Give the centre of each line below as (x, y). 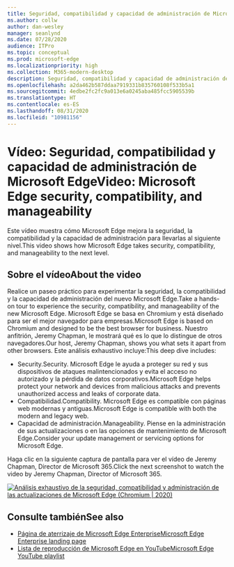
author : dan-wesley (36, 27)
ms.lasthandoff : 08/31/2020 (48, 111)
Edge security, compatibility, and (105, 196)
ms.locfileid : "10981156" (45, 117)
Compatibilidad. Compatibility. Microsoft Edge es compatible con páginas (122, 401)
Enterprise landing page (52, 541)
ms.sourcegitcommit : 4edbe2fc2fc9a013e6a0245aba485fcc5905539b (101, 91)
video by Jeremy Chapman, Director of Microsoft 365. (85, 474)
